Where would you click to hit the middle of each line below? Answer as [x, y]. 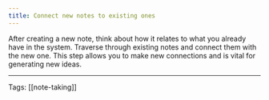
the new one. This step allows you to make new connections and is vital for [132, 55]
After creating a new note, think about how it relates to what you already [127, 38]
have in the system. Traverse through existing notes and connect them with [132, 47]
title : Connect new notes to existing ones [82, 16]
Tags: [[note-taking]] [43, 87]
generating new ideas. [45, 64]
